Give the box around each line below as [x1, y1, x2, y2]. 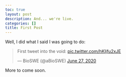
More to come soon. [5, 67, 46, 74]
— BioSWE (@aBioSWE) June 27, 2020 [17, 58, 96, 64]
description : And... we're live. [5, 16, 74, 21]
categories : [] [5, 21, 36, 26]
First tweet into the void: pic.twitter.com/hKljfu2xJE [17, 49, 122, 54]
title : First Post [5, 26, 43, 30]
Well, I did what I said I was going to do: [5, 39, 86, 45]
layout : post [5, 12, 32, 17]
